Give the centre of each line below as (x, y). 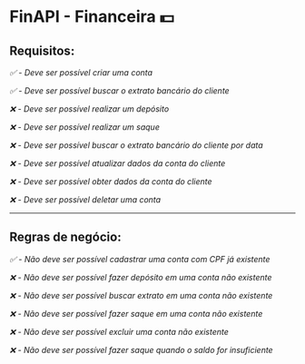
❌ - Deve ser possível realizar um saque (85, 127)
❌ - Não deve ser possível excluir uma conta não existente (119, 331)
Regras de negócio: (65, 237)
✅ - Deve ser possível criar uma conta (81, 73)
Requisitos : (42, 50)
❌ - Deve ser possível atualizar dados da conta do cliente (118, 163)
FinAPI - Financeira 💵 (92, 17)
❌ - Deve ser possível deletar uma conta (85, 200)
